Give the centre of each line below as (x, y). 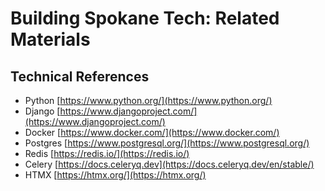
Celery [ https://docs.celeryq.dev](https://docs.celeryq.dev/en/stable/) (169, 164)
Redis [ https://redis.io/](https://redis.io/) (107, 153)
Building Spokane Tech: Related (145, 18)
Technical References (80, 76)
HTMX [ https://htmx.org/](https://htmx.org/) (115, 175)
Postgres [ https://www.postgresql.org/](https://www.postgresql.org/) (167, 143)
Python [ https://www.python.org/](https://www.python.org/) (148, 100)
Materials (50, 39)
